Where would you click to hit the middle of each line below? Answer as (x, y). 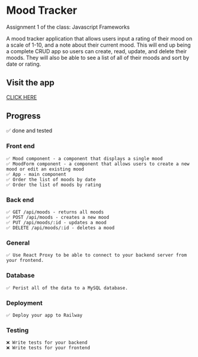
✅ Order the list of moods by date (51, 179)
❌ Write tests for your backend (47, 343)
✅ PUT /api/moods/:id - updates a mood (56, 223)
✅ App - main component (36, 174)
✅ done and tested (29, 130)
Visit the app (31, 83)
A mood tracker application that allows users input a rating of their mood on (99, 38)
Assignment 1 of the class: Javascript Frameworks (68, 27)
